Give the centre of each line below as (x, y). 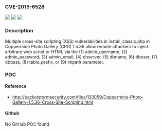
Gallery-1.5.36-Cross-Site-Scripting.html (53, 102)
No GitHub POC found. (28, 124)
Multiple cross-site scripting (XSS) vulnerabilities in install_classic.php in (77, 41)
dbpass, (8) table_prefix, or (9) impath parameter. (55, 62)
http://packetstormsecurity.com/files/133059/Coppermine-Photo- (78, 97)
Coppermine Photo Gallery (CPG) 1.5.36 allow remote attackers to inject (77, 46)
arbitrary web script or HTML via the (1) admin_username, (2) (66, 52)
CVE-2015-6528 (25, 7)
